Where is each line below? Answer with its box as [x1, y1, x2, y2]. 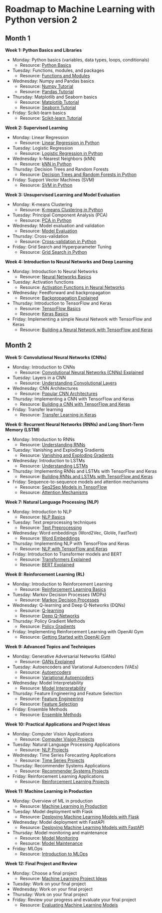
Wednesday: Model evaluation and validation [12, 223, 105, 228]
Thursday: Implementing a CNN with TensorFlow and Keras [12, 395, 135, 402]
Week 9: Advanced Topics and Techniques [5, 643, 96, 649]
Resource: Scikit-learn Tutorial [19, 115, 82, 121]
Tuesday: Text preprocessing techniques [12, 519, 96, 525]
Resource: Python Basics [19, 62, 71, 68]
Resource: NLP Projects [19, 746, 69, 752]
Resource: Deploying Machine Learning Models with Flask [19, 814, 140, 820]
